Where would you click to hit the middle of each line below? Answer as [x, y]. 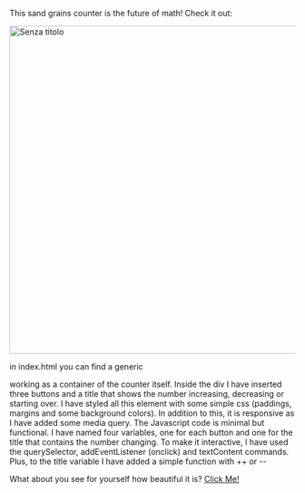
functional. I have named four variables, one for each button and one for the [151, 432]
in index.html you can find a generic [76, 366]
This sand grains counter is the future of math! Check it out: [121, 13]
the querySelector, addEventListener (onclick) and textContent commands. [149, 452]
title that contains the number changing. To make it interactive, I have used [149, 442]
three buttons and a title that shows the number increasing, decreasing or [147, 394]
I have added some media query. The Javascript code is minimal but [137, 423]
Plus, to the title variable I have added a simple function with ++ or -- [138, 461]
